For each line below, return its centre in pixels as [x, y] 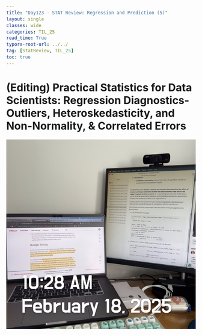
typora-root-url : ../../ [37, 45]
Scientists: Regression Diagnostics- [98, 100]
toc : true [19, 57]
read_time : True [26, 38]
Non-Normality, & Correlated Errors [96, 126]
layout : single [25, 19]
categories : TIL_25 [31, 32]
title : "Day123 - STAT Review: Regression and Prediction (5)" [87, 13]
